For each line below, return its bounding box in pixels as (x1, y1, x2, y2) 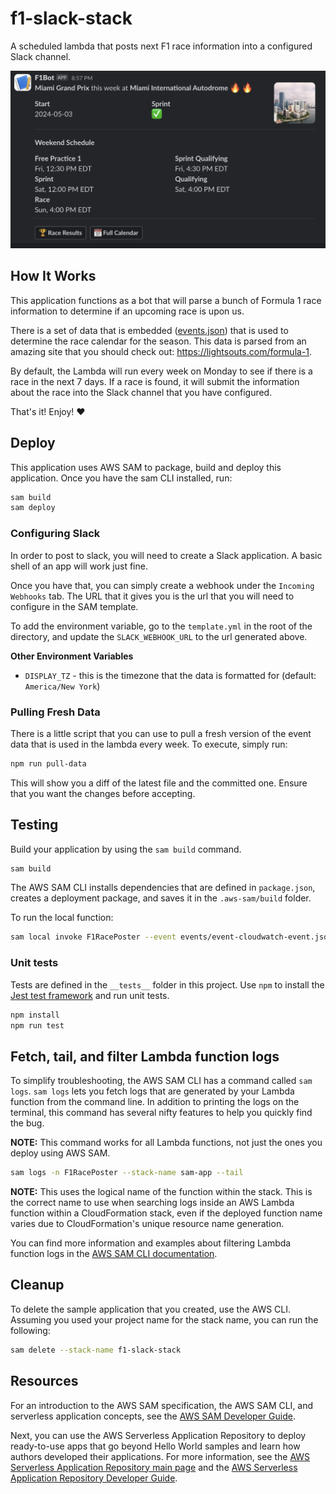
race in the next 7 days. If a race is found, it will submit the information (10, 375, 300, 387)
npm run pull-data (10, 758, 87, 769)
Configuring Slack (10, 527, 101, 541)
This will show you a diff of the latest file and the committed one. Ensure (10, 777, 308, 789)
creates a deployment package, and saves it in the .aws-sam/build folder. (10, 892, 312, 904)
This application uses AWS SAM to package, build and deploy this (10, 461, 282, 473)
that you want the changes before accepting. (10, 787, 196, 799)
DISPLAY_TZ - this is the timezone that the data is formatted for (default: (24, 669, 317, 681)
